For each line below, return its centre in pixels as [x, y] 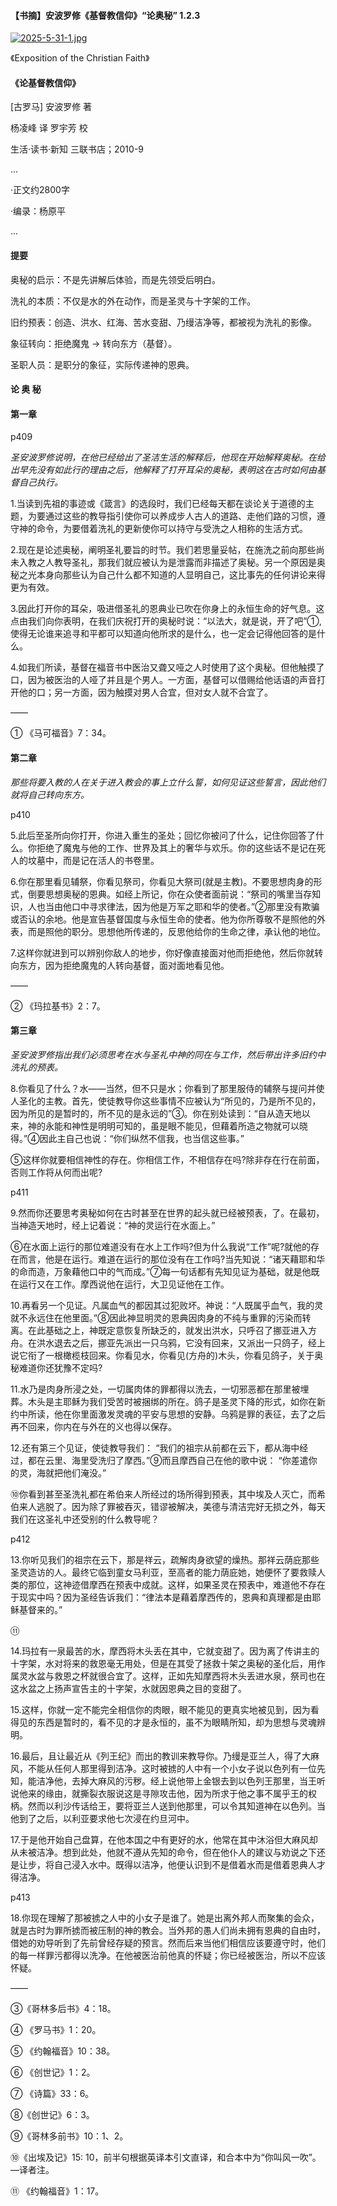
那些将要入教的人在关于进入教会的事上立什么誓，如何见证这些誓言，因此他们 [168, 782]
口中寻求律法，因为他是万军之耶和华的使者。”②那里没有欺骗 [195, 906]
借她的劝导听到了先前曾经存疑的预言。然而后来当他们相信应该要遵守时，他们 [168, 1942]
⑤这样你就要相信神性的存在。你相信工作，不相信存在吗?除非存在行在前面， [167, 1159]
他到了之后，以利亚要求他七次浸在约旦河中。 [102, 1818]
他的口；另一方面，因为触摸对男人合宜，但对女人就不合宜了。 [145, 692]
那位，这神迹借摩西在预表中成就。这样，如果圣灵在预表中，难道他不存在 [176, 1584]
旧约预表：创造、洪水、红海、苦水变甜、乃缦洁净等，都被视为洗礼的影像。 [163, 322]
